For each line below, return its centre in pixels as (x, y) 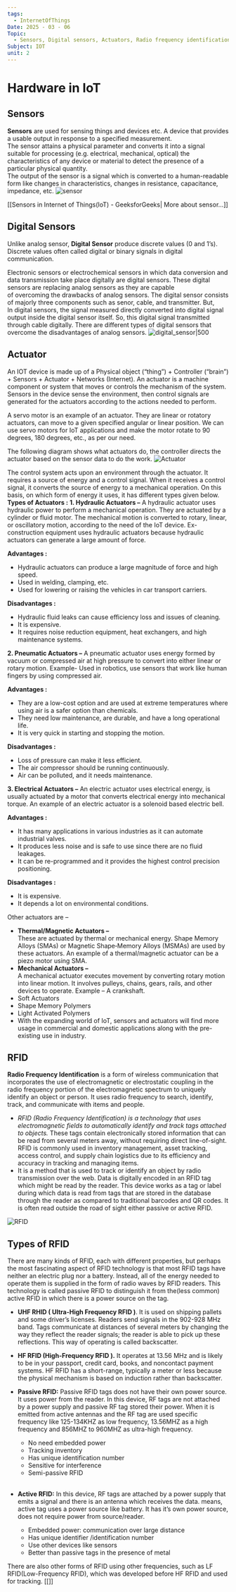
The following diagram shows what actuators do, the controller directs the (114, 451)
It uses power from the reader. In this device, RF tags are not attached (118, 1400)
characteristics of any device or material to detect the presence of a (106, 161)
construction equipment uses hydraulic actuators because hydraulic (106, 532)
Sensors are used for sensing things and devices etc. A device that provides (118, 130)
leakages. (32, 853)
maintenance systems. (50, 639)
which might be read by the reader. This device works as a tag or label (119, 1186)
